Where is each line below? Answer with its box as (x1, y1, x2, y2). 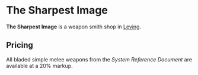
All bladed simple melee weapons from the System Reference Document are (6, 56, 193, 63)
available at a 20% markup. (6, 62, 73, 69)
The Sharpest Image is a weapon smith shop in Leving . (6, 23, 141, 30)
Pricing (6, 40, 34, 50)
